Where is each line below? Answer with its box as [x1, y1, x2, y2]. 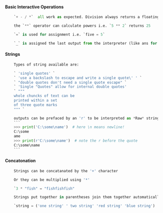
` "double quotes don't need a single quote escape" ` [14, 80, 127, 85]
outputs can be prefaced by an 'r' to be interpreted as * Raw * [14, 115, 145, 121]
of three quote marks [14, 102, 57, 107]
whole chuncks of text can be [14, 94, 75, 98]
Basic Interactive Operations [5, 4, 64, 10]
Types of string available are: [14, 62, 79, 67]
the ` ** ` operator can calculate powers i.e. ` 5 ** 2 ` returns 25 [14, 23, 151, 29]
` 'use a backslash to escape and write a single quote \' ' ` [14, 75, 142, 80]
